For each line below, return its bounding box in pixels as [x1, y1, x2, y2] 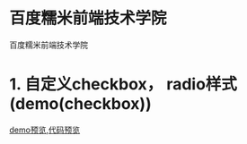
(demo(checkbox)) [9, 94, 152, 114]
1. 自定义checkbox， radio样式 [9, 74, 238, 95]
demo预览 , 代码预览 [9, 124, 81, 135]
